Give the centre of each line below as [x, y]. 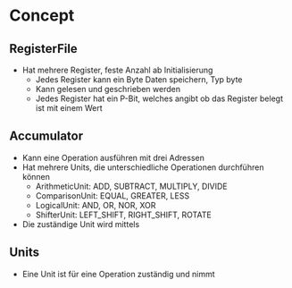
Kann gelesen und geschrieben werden [108, 89]
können [36, 176]
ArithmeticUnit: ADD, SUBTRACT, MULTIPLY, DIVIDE [131, 186]
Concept [42, 16]
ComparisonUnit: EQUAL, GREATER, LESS [113, 195]
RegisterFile [43, 49]
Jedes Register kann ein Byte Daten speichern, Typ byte [139, 80]
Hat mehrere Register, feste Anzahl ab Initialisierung [117, 70]
